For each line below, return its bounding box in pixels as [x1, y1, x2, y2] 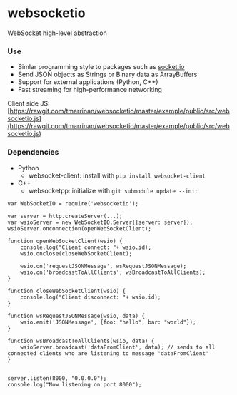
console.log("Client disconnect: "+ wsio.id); [20, 294, 161, 301]
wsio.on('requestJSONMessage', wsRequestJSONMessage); [20, 262, 187, 270]
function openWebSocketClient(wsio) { [7, 237, 123, 245]
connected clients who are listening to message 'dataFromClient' [7, 349, 209, 357]
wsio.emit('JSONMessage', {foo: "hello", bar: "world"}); [20, 319, 196, 326]
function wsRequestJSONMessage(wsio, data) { [7, 312, 145, 319]
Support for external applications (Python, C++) [17, 78, 158, 86]
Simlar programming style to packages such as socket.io [17, 63, 185, 71]
